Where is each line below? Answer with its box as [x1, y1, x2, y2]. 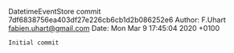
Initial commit [8, 39, 60, 47]
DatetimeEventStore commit [8, 7, 101, 16]
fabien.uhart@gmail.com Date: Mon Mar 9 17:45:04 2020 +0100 [8, 24, 220, 32]
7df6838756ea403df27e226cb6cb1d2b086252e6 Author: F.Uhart [8, 15, 227, 25]
